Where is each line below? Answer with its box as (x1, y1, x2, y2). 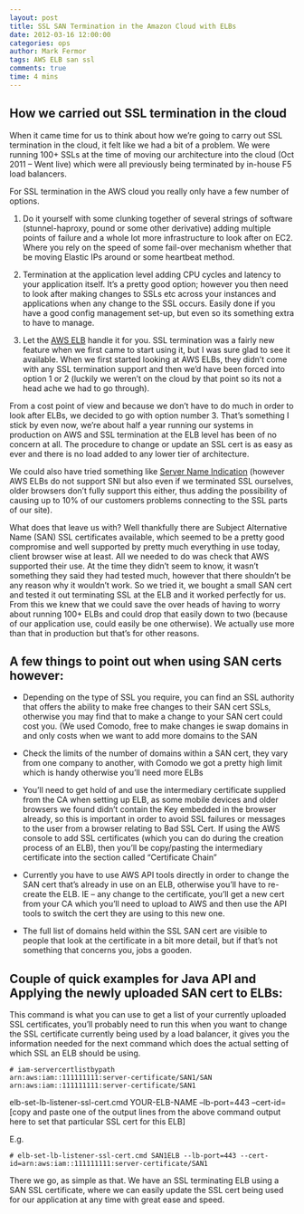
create (22, 889, 47, 900)
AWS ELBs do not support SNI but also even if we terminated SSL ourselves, (9, 475, 294, 486)
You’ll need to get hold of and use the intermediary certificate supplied (22, 785, 287, 796)
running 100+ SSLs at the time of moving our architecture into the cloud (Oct (9, 148, 295, 159)
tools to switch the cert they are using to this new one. (22, 908, 225, 919)
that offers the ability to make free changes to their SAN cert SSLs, (22, 702, 271, 712)
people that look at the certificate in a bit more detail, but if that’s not (22, 935, 279, 946)
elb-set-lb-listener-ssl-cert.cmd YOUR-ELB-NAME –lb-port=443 (9, 1097, 251, 1108)
